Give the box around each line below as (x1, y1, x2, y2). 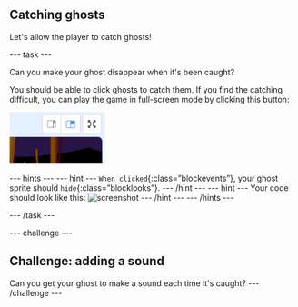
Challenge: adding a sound (9, 253, 165, 269)
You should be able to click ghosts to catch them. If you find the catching (9, 84, 283, 94)
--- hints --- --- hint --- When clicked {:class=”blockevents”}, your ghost (9, 173, 279, 183)
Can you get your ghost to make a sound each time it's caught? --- (9, 277, 260, 289)
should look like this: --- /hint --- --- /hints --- (9, 192, 234, 203)
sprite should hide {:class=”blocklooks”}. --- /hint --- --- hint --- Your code (9, 182, 289, 193)
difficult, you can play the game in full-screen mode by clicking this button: (9, 94, 290, 104)
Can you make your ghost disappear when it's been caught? (9, 66, 235, 77)
